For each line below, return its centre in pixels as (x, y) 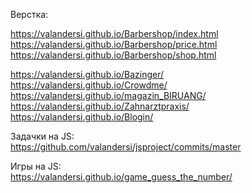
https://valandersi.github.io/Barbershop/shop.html (113, 55)
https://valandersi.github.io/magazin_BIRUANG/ (108, 95)
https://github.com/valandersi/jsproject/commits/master (126, 147)
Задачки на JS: (42, 136)
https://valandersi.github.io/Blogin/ (82, 117)
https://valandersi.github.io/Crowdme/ (89, 85)
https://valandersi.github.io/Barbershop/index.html (114, 33)
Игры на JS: (36, 166)
